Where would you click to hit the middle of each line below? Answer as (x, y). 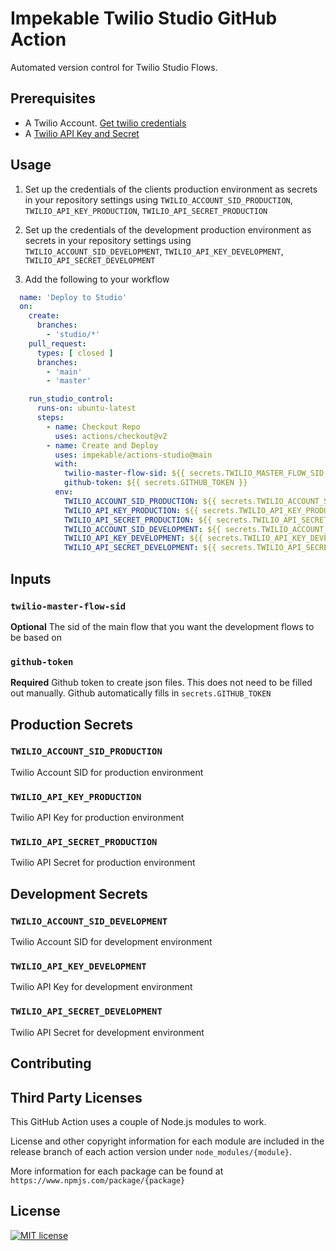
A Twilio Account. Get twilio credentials (105, 123)
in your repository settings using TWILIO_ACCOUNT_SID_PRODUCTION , (158, 199)
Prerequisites (53, 98)
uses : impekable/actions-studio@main (133, 455)
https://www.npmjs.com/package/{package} (98, 1180)
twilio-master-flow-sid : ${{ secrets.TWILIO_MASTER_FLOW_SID (194, 473)
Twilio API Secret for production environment (103, 863)
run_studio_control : (71, 399)
